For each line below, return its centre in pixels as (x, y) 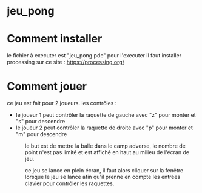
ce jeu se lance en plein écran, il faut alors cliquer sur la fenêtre (104, 171)
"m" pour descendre (41, 134)
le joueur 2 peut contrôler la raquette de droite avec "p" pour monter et (104, 128)
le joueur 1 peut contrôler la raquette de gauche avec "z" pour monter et (106, 115)
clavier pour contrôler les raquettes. (69, 183)
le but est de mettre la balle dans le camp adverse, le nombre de (105, 146)
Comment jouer (47, 87)
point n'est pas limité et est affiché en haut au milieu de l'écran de (107, 152)
